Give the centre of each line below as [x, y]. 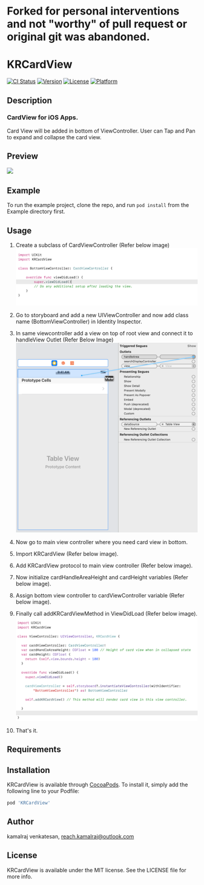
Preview [23, 156]
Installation [28, 770]
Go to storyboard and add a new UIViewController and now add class [102, 315]
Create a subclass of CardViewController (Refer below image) [93, 245]
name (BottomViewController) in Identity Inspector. [79, 321]
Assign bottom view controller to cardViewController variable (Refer [100, 596]
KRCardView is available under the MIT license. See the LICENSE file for [97, 870]
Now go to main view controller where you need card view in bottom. [102, 542]
